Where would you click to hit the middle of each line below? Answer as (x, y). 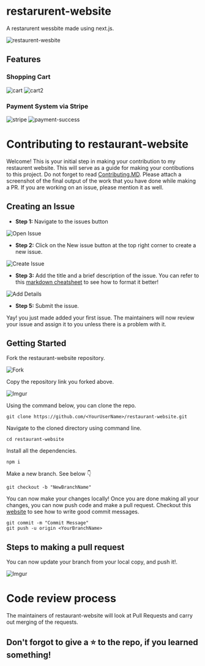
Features (24, 59)
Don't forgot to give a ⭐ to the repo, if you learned (102, 642)
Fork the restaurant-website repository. (56, 358)
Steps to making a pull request (65, 547)
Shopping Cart (28, 77)
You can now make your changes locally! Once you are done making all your (102, 499)
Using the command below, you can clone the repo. (71, 405)
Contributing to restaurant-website (97, 144)
